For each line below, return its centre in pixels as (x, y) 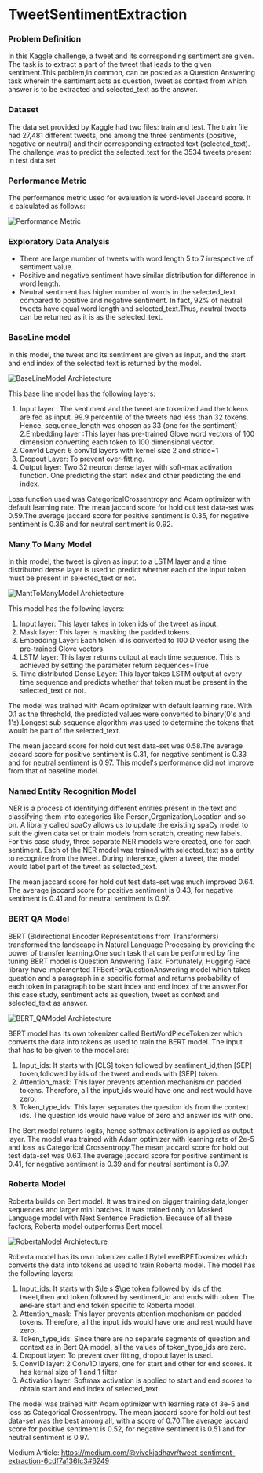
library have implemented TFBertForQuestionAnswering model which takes (130, 969)
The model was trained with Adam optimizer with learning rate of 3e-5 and (129, 1404)
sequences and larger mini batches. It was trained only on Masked (115, 1209)
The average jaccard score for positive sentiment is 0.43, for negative (121, 890)
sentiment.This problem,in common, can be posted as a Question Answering (132, 73)
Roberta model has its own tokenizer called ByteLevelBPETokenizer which (128, 1256)
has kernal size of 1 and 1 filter (68, 1372)
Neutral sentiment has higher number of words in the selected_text (128, 292)
